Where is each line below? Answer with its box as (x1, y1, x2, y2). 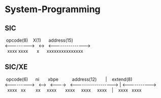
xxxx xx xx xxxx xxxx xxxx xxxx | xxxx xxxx (7, 87, 142, 93)
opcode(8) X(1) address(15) (6, 37, 73, 43)
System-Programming (5, 4, 101, 15)
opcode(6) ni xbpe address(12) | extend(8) (6, 76, 133, 82)
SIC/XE (5, 62, 28, 72)
